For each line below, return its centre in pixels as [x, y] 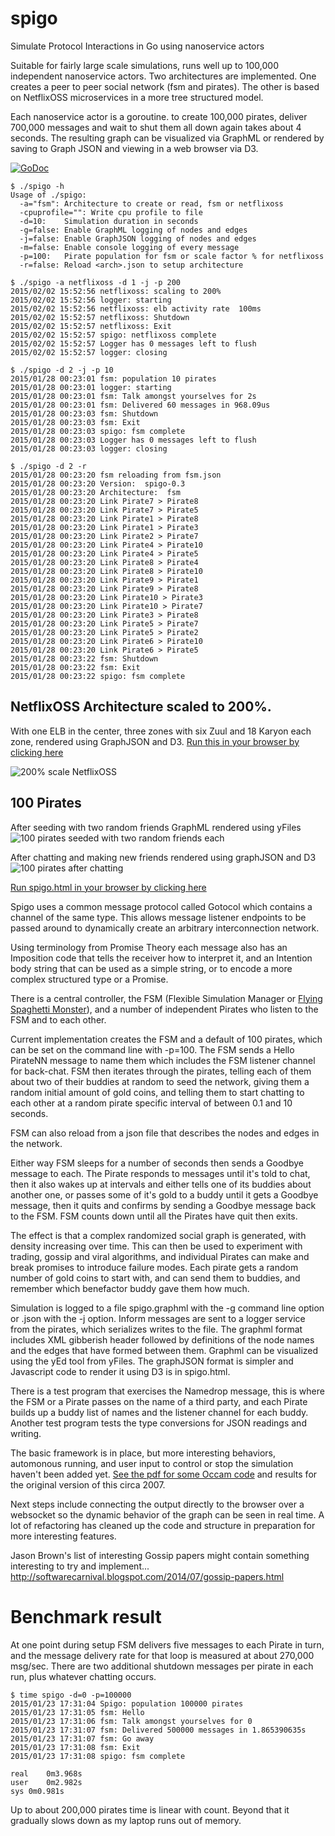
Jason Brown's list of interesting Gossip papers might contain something [160, 1555]
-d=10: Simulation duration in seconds [109, 221]
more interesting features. [63, 1536]
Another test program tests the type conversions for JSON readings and [158, 1423]
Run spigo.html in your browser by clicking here [108, 887]
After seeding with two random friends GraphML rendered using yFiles [156, 827]
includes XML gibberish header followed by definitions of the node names [162, 1339]
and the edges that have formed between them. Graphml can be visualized [164, 1350]
